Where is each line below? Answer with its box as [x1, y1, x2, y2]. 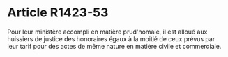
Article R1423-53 [7, 5, 109, 21]
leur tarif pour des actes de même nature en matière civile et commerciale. [7, 42, 222, 50]
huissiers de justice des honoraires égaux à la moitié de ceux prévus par [7, 34, 215, 43]
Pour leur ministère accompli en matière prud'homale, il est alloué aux [7, 27, 208, 36]
